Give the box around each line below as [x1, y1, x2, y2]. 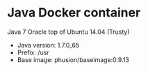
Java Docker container [7, 5, 141, 21]
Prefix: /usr [17, 48, 50, 57]
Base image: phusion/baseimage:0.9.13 [17, 55, 130, 63]
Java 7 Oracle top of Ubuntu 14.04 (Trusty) [7, 28, 130, 36]
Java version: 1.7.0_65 [17, 41, 80, 49]
